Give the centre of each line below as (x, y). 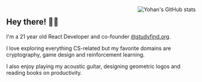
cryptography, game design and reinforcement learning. (76, 54)
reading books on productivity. (44, 72)
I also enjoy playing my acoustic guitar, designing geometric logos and (93, 66)
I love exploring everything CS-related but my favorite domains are (89, 48)
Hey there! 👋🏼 (32, 22)
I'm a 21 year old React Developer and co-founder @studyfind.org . (89, 36)
